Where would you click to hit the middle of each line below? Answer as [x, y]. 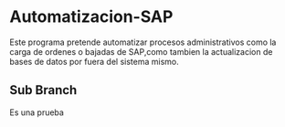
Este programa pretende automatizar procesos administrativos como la [143, 42]
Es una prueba [37, 112]
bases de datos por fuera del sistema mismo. [95, 61]
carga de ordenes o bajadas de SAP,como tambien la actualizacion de [141, 51]
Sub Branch [43, 90]
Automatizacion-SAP [91, 17]
